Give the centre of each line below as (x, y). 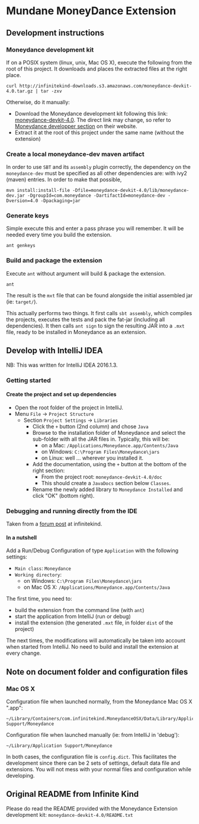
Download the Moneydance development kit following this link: (91, 113)
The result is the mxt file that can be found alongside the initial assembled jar (99, 295)
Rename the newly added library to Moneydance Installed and (107, 489)
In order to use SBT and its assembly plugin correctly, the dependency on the (98, 167)
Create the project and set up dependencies (61, 395)
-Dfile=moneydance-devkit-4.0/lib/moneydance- (131, 191)
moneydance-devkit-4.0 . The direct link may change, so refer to (93, 120)
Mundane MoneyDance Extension (91, 11)
